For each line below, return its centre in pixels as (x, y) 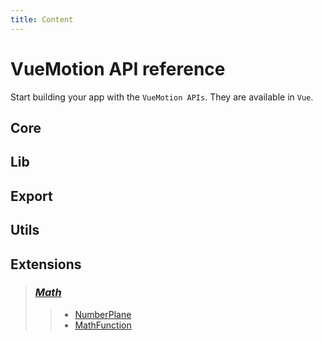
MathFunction (103, 325)
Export (31, 196)
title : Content (42, 19)
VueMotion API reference (118, 68)
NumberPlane (103, 314)
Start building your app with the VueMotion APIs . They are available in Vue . (162, 97)
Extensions (46, 264)
